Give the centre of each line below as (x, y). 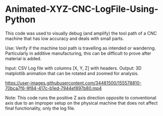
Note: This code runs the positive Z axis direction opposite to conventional (81, 98)
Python (20, 19)
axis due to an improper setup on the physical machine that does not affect (81, 103)
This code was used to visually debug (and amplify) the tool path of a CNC (81, 33)
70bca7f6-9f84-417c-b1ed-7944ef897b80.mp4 (54, 88)
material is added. (23, 58)
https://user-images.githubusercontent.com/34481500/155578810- (73, 83)
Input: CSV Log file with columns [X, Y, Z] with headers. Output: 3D (73, 68)
